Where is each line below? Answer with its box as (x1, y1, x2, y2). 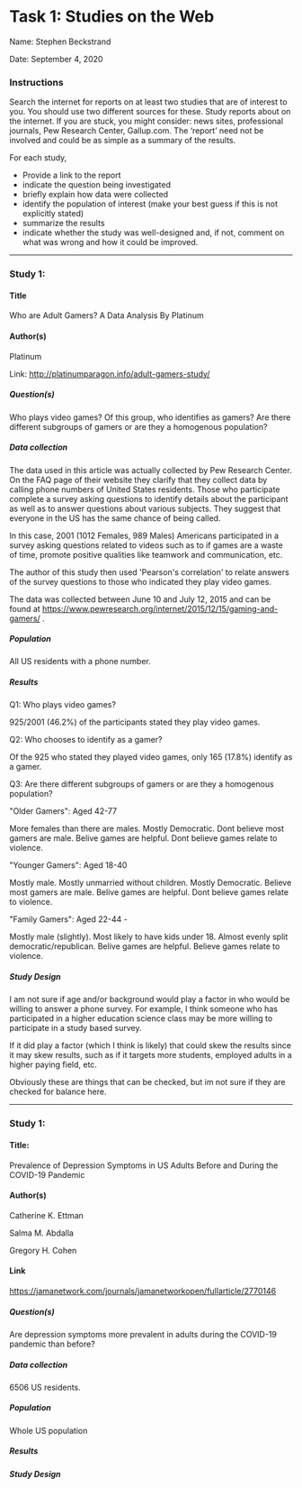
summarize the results (22, 218, 105, 229)
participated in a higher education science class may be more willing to (9, 1013, 273, 1024)
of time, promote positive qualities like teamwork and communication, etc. (9, 549, 283, 560)
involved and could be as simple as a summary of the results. (9, 135, 236, 146)
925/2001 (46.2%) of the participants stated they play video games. (9, 717, 261, 727)
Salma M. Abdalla (9, 1228, 75, 1238)
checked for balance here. (9, 1086, 107, 1097)
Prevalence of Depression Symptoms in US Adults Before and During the (9, 1160, 279, 1171)
